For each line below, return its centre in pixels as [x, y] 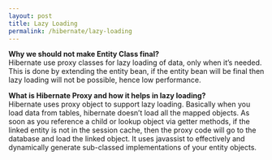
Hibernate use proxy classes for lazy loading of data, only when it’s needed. [135, 63]
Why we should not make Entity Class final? [84, 54]
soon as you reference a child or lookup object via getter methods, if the [129, 122]
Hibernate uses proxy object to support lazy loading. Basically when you [130, 104]
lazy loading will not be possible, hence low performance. [105, 80]
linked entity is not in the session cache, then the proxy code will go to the [133, 130]
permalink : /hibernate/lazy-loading [70, 31]
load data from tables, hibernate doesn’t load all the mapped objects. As [129, 113]
